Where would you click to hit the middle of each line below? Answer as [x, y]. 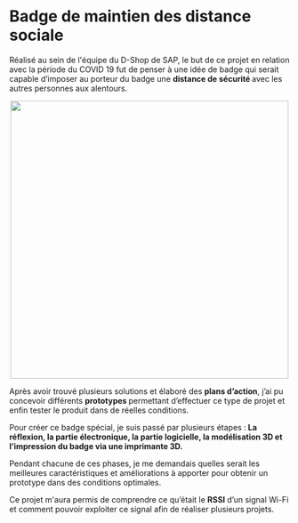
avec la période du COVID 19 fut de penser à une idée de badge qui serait [144, 69]
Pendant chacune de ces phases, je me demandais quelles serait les [135, 463]
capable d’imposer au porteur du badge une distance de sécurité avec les [146, 78]
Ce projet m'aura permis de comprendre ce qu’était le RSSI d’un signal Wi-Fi [149, 499]
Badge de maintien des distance [130, 16]
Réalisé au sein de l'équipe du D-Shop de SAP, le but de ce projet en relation [149, 60]
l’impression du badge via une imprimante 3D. [96, 446]
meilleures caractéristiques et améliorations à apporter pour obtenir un [139, 472]
